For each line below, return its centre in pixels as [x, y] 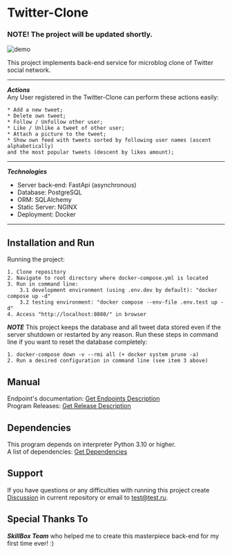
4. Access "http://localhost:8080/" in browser [77, 315]
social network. [29, 70]
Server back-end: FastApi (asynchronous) [77, 185]
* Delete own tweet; [37, 116]
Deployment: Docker [46, 214]
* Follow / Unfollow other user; [55, 122]
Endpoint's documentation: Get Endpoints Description [84, 398]
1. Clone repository [37, 272]
